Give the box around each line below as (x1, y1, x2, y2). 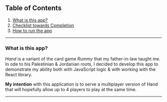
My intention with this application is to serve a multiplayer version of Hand (5, 81, 158, 87)
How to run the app (12, 27, 52, 34)
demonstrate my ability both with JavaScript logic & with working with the (5, 66, 156, 72)
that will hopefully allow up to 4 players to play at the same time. (5, 87, 137, 93)
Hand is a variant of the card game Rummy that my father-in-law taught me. (5, 56, 161, 62)
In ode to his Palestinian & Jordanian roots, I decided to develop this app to (5, 61, 159, 67)
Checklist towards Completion (12, 22, 75, 28)
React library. (5, 72, 32, 78)
